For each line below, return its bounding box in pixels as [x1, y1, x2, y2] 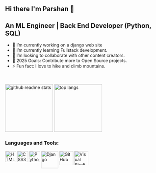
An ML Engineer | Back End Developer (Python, [5, 22, 152, 30]
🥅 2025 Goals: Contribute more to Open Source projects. [12, 58, 127, 64]
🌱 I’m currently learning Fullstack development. [12, 47, 108, 53]
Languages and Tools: [5, 140, 59, 147]
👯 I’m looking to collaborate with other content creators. [12, 52, 125, 59]
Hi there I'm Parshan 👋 [5, 5, 75, 13]
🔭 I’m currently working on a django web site [12, 42, 103, 48]
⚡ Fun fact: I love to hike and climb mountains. [12, 63, 105, 69]
